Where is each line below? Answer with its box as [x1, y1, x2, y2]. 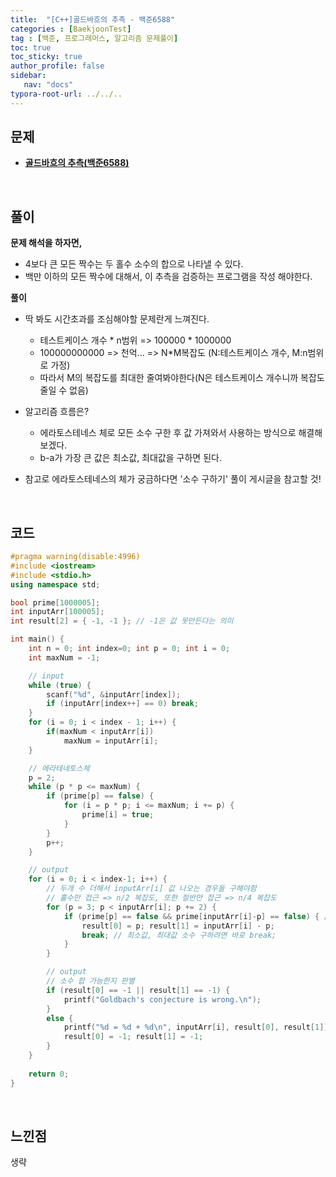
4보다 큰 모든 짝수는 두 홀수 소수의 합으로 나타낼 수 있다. [24, 258, 244, 270]
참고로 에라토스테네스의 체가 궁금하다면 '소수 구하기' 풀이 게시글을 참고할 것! [24, 473, 322, 485]
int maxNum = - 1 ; [28, 652, 101, 663]
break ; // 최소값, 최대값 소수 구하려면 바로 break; [81, 930, 277, 940]
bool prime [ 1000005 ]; [10, 597, 101, 608]
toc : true [10, 42, 52, 53]
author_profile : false [10, 61, 105, 71]
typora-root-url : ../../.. [10, 89, 123, 99]
